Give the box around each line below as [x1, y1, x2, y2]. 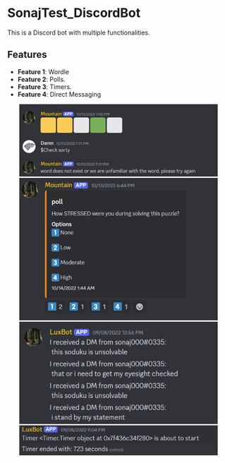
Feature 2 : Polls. [17, 75, 66, 83]
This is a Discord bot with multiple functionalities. [7, 28, 150, 37]
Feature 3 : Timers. [17, 83, 72, 91]
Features [7, 49, 47, 61]
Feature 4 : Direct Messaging [17, 90, 102, 98]
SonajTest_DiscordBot [7, 5, 141, 21]
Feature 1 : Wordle [17, 67, 69, 76]
